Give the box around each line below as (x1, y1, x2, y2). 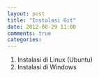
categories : (7, 36, 42, 43)
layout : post (7, 10, 45, 17)
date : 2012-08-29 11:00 (7, 23, 77, 30)
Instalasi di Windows (17, 63, 77, 71)
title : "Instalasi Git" (7, 17, 77, 24)
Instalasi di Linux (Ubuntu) (17, 55, 93, 64)
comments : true (7, 29, 52, 37)
